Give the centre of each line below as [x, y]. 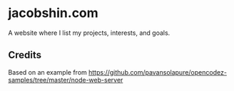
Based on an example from [48, 72]
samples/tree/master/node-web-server [66, 80]
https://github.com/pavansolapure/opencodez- [158, 72]
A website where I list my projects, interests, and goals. [89, 33]
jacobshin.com [53, 13]
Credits [25, 55]
